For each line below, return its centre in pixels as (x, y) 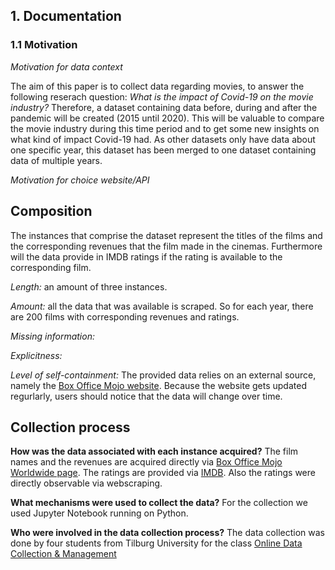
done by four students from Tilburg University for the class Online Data (156, 543)
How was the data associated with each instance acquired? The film (154, 451)
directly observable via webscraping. (86, 483)
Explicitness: (36, 355)
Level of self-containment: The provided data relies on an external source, (163, 375)
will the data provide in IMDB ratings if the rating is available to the (146, 256)
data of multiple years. (56, 160)
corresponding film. (51, 267)
